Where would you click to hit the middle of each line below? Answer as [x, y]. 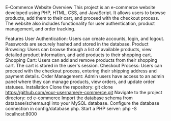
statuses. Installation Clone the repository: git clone [59, 87]
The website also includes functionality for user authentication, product [80, 23]
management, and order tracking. [40, 29]
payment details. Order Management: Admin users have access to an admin [85, 76]
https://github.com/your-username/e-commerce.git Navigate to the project [84, 92]
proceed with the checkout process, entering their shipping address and [81, 71]
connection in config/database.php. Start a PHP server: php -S [71, 109]
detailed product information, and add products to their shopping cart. [79, 55]
